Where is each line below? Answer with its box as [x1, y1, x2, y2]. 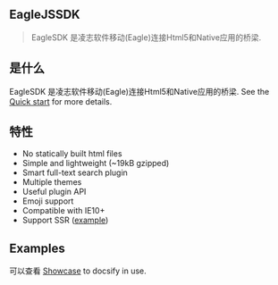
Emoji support [21, 196, 74, 206]
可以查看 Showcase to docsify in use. [9, 265, 147, 276]
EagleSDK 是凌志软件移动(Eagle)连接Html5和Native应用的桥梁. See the [9, 86, 270, 96]
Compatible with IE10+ [21, 205, 105, 216]
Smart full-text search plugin [21, 167, 128, 178]
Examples [9, 240, 65, 256]
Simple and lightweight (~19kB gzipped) [21, 158, 170, 169]
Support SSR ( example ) [21, 214, 109, 226]
